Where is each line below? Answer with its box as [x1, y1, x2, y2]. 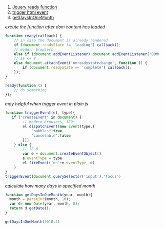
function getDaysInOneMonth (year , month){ [5, 192, 93, 197]
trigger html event [12, 9, 48, 15]
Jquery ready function [12, 4, 58, 10]
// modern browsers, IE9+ [22, 120, 76, 125]
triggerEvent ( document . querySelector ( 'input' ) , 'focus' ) [5, 174, 121, 179]
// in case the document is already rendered [14, 38, 108, 43]
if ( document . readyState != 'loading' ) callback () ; [14, 42, 121, 47]
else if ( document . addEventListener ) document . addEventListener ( [14, 51, 150, 57]
